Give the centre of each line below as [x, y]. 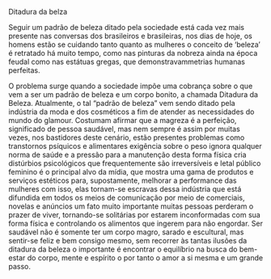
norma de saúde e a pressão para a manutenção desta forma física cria [127, 154]
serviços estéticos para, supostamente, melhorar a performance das [123, 180]
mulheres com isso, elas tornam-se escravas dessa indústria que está [125, 189]
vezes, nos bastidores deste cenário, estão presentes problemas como [127, 137]
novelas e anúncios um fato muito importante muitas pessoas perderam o [131, 206]
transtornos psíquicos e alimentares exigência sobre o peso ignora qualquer [135, 146]
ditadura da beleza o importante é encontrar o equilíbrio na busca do [123, 249]
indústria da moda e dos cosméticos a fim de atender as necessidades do [131, 112]
